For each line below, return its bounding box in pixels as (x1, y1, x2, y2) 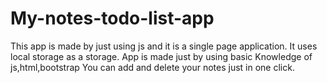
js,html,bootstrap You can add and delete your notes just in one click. (10, 61, 295, 73)
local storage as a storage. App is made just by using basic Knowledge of (10, 50, 313, 62)
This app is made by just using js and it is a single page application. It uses (10, 40, 318, 52)
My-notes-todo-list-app (10, 7, 215, 30)
